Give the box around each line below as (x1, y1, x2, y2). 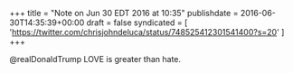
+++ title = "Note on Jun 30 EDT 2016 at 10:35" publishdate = (9, 8, 239, 18)
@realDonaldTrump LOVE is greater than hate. (9, 54, 182, 64)
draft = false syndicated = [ (86, 17, 188, 28)
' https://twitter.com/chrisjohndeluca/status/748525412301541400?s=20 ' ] (9, 27, 285, 37)
